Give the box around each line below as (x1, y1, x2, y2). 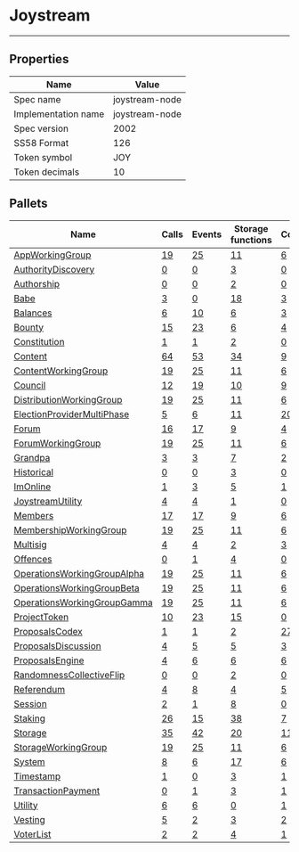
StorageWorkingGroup (13, 741, 108, 753)
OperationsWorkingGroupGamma (13, 596, 153, 609)
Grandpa (13, 451, 51, 463)
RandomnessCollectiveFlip (13, 668, 125, 681)
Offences (13, 553, 53, 565)
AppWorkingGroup (13, 249, 92, 261)
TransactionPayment (13, 784, 101, 797)
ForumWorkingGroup (13, 437, 101, 449)
